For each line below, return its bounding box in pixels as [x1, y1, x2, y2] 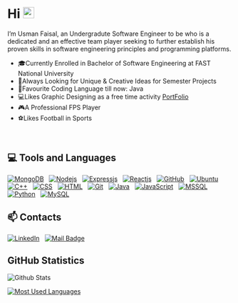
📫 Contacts [7, 212, 62, 224]
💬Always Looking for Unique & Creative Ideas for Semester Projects [17, 76, 217, 85]
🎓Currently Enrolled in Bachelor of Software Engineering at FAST [17, 59, 212, 67]
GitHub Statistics [7, 254, 85, 267]
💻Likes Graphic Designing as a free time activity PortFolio [17, 92, 189, 101]
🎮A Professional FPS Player [17, 103, 101, 111]
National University [17, 69, 74, 77]
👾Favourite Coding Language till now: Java [17, 84, 144, 93]
